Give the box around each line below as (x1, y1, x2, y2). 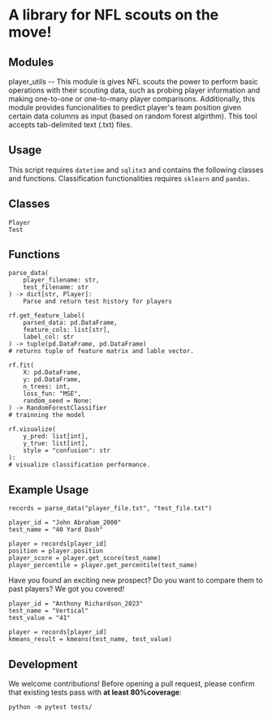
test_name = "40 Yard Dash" (8, 526, 104, 534)
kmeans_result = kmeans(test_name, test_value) (8, 635, 173, 644)
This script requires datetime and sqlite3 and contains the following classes (8, 165, 264, 174)
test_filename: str (23, 283, 89, 291)
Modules (8, 55, 54, 69)
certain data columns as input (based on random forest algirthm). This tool (8, 111, 257, 121)
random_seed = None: (23, 397, 93, 405)
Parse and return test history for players (23, 298, 173, 306)
